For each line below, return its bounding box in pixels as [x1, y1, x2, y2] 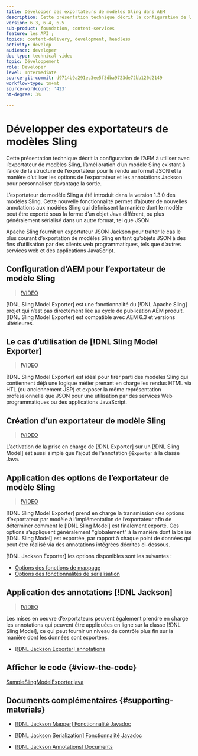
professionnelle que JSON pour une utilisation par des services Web [6, 393, 173, 400]
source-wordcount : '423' [6, 86, 67, 92]
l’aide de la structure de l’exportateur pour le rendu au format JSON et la [6, 167, 182, 174]
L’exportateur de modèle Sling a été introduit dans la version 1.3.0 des [6, 191, 176, 198]
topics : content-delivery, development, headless [6, 36, 131, 42]
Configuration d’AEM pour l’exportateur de [6, 264, 166, 274]
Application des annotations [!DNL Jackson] [6, 587, 173, 597]
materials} [6, 704, 46, 714]
